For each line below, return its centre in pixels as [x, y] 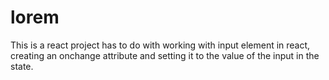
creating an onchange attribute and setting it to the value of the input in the [165, 55]
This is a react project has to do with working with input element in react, [160, 45]
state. [22, 66]
